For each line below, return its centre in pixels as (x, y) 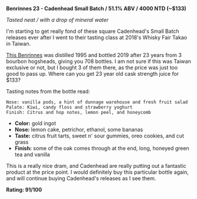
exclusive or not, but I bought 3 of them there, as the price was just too (92, 68)
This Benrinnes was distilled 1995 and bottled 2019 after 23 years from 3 (94, 55)
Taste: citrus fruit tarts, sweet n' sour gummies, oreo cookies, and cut (99, 136)
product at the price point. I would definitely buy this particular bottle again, (98, 172)
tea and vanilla (32, 154)
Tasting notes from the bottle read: (48, 91)
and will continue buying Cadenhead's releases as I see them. (81, 178)
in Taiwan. (19, 44)
